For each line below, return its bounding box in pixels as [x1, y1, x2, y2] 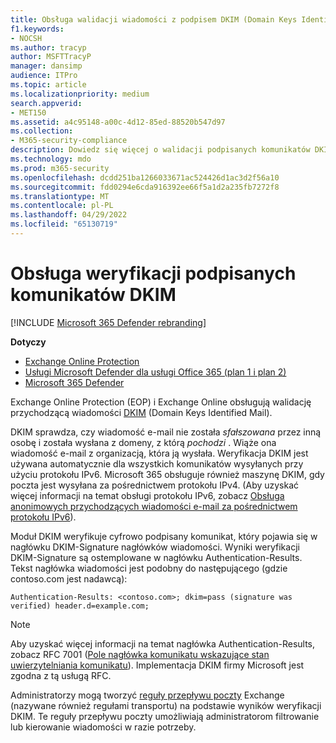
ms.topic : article [10, 80, 87, 90]
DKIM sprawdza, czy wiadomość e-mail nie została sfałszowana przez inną [10, 426, 322, 438]
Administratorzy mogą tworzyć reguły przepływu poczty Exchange [10, 689, 285, 701]
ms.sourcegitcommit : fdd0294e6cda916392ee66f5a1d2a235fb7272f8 [10, 182, 280, 192]
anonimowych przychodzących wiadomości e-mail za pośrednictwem [10, 500, 298, 512]
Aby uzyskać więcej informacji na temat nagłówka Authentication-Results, [10, 637, 316, 650]
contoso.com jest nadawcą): [10, 572, 128, 585]
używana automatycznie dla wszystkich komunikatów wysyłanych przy [10, 457, 304, 470]
